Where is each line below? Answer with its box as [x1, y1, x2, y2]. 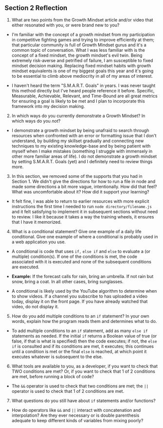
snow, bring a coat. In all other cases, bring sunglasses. [11, 278, 124, 284]
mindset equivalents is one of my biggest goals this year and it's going [11, 68, 154, 74]
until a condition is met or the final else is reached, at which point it [11, 348, 147, 354]
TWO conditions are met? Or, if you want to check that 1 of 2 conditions [11, 368, 156, 374]
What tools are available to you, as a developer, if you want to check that [11, 363, 158, 369]
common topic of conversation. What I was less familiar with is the [11, 47, 145, 53]
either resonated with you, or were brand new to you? [11, 22, 120, 28]
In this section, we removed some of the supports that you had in [11, 173, 143, 179]
